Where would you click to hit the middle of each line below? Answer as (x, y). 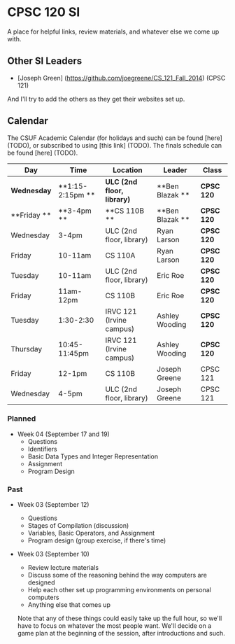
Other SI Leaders (45, 61)
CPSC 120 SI (44, 12)
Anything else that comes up (69, 605)
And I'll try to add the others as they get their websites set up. (96, 99)
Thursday (27, 349)
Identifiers (42, 449)
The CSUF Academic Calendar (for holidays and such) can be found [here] (115, 138)
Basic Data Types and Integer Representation (93, 456)
